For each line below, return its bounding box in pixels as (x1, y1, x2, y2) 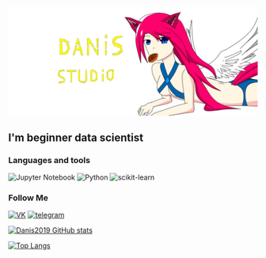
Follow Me (8, 192, 49, 203)
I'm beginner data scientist (8, 131, 144, 144)
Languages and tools (8, 154, 91, 165)
